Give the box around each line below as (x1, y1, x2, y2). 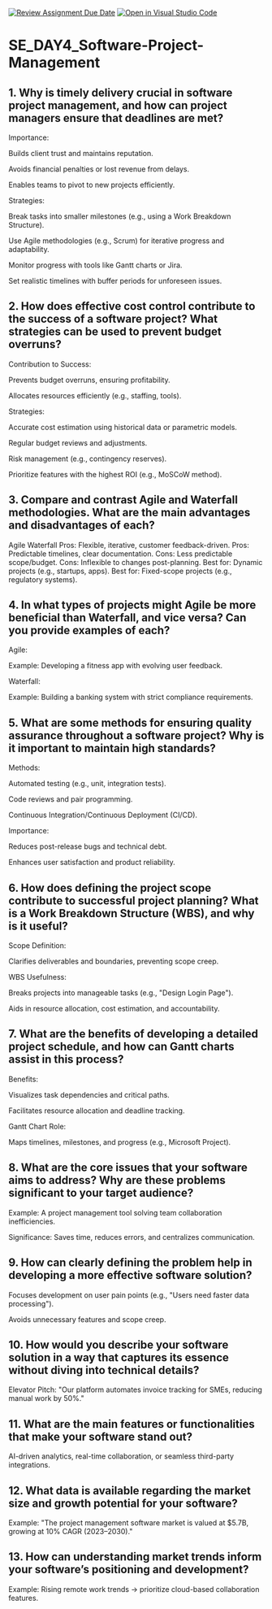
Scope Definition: (8, 941, 67, 950)
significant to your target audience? (8, 1186, 194, 1200)
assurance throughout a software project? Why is (8, 728, 265, 742)
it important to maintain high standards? (8, 741, 217, 755)
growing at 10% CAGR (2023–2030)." (8, 1526, 133, 1536)
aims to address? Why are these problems (8, 1173, 226, 1187)
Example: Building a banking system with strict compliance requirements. (8, 692, 253, 702)
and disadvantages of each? (8, 519, 156, 533)
